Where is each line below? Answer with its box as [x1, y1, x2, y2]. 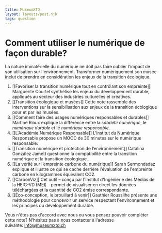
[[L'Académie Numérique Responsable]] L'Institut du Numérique [12, 130, 140, 136]
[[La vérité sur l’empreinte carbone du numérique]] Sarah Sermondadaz [12, 161, 156, 167]
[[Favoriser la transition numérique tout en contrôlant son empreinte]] [12, 83, 151, 89]
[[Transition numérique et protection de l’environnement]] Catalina [12, 146, 145, 152]
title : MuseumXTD [5, 7, 40, 12]
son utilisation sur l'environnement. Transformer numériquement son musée [5, 69, 157, 75]
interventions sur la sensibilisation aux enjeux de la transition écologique [12, 104, 157, 110]
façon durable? [5, 47, 67, 58]
